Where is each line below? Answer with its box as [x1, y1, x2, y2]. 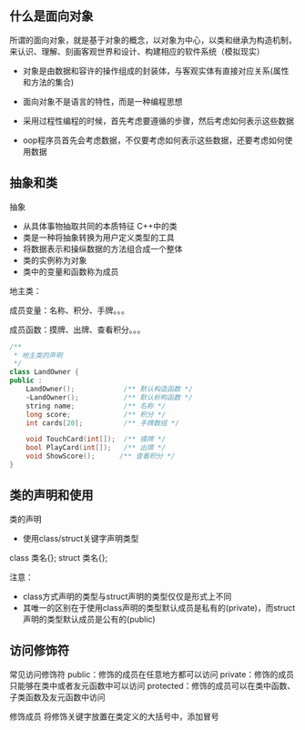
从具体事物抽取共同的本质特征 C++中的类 [22, 220, 178, 231]
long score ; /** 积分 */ [25, 410, 167, 419]
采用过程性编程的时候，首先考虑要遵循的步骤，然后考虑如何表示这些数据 [22, 115, 294, 126]
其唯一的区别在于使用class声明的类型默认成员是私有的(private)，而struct [22, 602, 296, 613]
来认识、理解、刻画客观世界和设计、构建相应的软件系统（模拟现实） [9, 46, 265, 56]
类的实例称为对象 [22, 254, 87, 266]
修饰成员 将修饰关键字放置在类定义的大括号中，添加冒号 [9, 711, 219, 722]
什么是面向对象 [9, 8, 94, 25]
